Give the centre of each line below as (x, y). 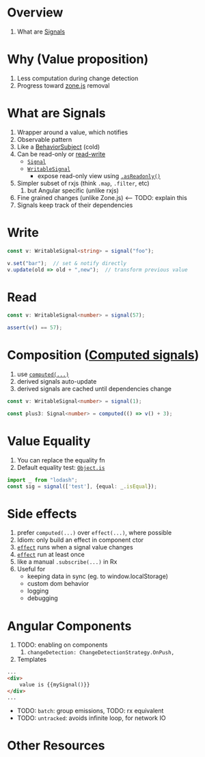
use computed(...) (43, 374)
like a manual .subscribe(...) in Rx (67, 562)
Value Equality (49, 441)
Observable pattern (44, 139)
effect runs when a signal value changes (75, 547)
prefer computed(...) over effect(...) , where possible (94, 533)
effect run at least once (51, 555)
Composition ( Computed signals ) (103, 355)
